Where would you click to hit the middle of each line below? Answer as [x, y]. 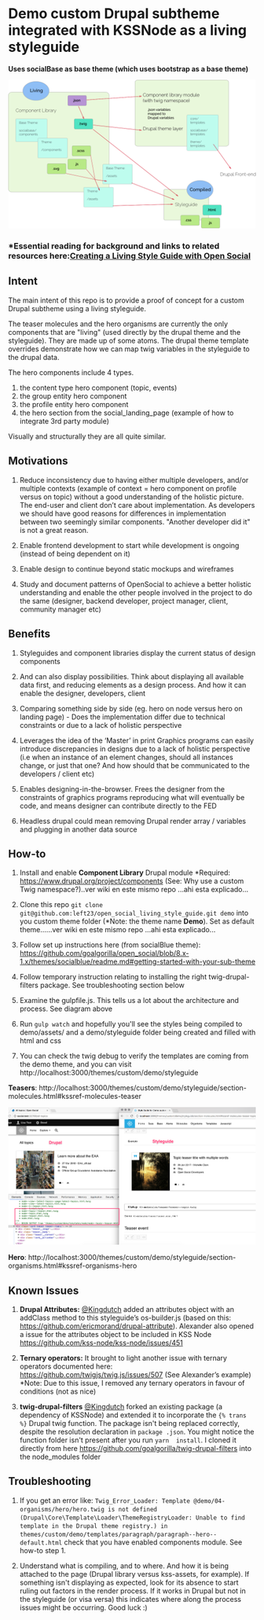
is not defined [132, 1509]
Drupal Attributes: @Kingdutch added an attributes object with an [126, 1309]
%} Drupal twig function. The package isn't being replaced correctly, [130, 1423]
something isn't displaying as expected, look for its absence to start [129, 1582]
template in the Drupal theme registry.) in [93, 1526]
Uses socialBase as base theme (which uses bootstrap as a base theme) [128, 68]
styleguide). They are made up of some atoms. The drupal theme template [128, 340]
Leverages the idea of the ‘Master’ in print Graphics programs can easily [136, 740]
